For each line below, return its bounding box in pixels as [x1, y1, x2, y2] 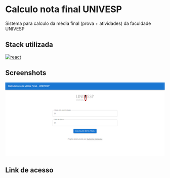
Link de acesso [5, 166, 54, 174]
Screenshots [5, 68, 47, 77]
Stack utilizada [5, 41, 53, 49]
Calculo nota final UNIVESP [5, 4, 122, 15]
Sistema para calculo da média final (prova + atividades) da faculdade [5, 20, 151, 26]
